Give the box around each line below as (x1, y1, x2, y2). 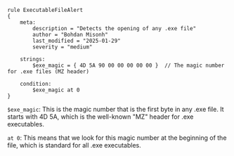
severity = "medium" (32, 44, 93, 51)
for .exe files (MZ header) (7, 68, 90, 75)
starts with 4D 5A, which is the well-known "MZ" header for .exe (7, 112, 194, 121)
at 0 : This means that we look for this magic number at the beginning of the (7, 134, 227, 142)
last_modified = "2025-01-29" (32, 37, 121, 44)
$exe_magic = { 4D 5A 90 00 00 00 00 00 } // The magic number (32, 62, 225, 69)
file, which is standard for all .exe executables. (7, 141, 142, 149)
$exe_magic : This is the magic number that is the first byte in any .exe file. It (7, 105, 224, 113)
